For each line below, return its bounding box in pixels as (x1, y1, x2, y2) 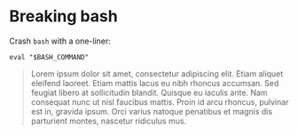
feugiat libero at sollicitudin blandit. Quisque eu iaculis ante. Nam (30, 87, 268, 98)
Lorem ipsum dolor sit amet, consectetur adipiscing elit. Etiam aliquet (30, 68, 284, 79)
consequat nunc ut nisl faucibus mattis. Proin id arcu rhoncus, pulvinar (30, 96, 289, 107)
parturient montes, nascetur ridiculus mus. (30, 115, 187, 126)
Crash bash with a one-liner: (9, 36, 111, 46)
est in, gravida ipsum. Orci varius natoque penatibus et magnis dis (30, 106, 273, 116)
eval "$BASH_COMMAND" (9, 52, 90, 61)
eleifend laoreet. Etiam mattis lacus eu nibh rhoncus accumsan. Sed (30, 77, 279, 88)
